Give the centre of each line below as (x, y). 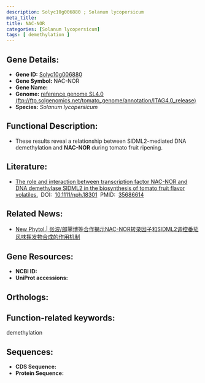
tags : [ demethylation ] (38, 35)
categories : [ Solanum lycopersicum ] (53, 29)
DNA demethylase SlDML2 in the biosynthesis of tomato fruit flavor (100, 188)
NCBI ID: (26, 271)
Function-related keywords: (61, 318)
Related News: (35, 214)
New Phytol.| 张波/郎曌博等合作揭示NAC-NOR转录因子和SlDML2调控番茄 (107, 229)
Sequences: (30, 352)
